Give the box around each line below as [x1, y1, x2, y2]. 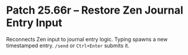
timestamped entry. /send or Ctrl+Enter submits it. [6, 42, 130, 49]
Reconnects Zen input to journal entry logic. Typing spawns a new [6, 35, 168, 43]
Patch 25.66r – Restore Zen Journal [6, 4, 184, 17]
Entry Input [6, 16, 62, 30]
